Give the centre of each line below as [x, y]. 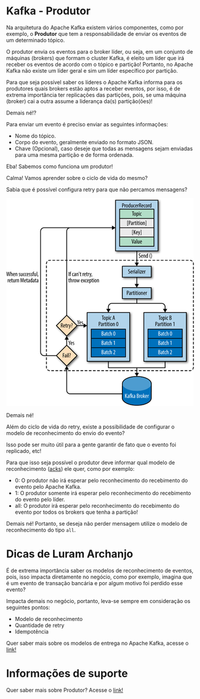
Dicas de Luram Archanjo [70, 554]
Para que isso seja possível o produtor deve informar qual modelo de [91, 462]
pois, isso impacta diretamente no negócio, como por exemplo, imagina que [99, 577]
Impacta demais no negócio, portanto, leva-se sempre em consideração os [98, 601]
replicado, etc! [24, 451]
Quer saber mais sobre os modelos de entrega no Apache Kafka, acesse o [97, 643]
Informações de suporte [67, 673]
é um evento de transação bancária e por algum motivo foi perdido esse [95, 583]
